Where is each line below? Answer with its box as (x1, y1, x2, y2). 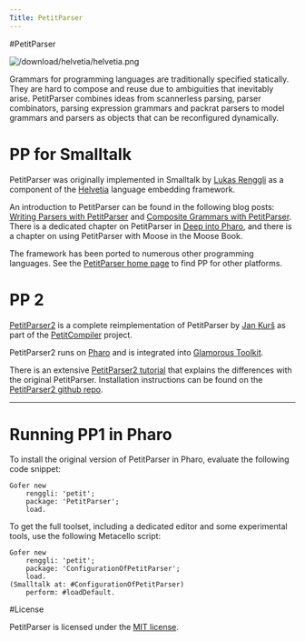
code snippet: (9, 464, 62, 475)
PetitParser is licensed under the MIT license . (9, 622, 180, 633)
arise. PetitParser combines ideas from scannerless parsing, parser (9, 93, 261, 104)
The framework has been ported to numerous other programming (9, 247, 254, 259)
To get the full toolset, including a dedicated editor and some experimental (9, 521, 288, 532)
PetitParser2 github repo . (9, 384, 103, 395)
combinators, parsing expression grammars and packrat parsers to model (9, 102, 285, 114)
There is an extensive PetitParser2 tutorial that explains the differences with (9, 365, 292, 376)
